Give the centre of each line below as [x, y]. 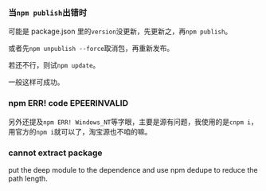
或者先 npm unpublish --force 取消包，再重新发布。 [91, 49]
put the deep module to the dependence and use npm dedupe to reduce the [133, 170]
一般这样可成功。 [36, 82]
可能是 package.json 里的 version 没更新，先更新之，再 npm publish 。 [120, 31]
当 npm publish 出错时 [48, 12]
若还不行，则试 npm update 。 [54, 65]
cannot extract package [55, 153]
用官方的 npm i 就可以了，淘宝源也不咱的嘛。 [80, 131]
